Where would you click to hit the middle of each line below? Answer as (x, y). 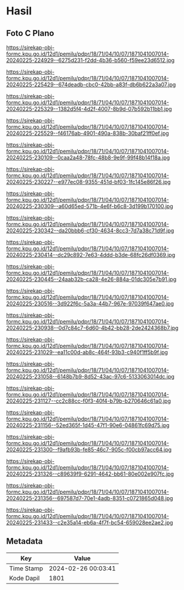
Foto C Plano (30, 33)
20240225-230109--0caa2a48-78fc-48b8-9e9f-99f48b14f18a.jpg (88, 158)
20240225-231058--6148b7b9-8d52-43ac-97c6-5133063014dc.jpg (91, 376)
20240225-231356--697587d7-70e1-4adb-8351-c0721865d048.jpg (90, 498)
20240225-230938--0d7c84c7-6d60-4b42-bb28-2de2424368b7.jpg (92, 328)
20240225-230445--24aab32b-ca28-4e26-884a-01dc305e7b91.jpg (91, 279)
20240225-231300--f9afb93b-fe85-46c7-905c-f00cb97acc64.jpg (89, 450)
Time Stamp (26, 568)
